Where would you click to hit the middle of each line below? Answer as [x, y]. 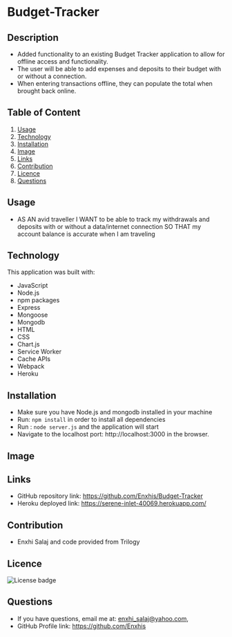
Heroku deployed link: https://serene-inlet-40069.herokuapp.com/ [112, 504]
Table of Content [44, 112]
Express [29, 308]
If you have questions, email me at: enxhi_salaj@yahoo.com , [103, 618]
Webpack [31, 367]
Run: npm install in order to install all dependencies [91, 420]
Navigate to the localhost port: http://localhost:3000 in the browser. [113, 434]
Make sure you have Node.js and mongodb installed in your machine [115, 412]
